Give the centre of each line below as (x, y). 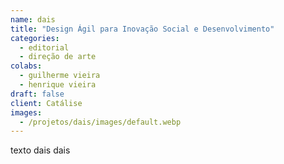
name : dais (33, 19)
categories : (35, 38)
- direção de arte (58, 57)
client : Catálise (46, 103)
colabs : (26, 66)
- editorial (44, 47)
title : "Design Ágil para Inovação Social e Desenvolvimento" (142, 29)
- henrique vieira (58, 85)
